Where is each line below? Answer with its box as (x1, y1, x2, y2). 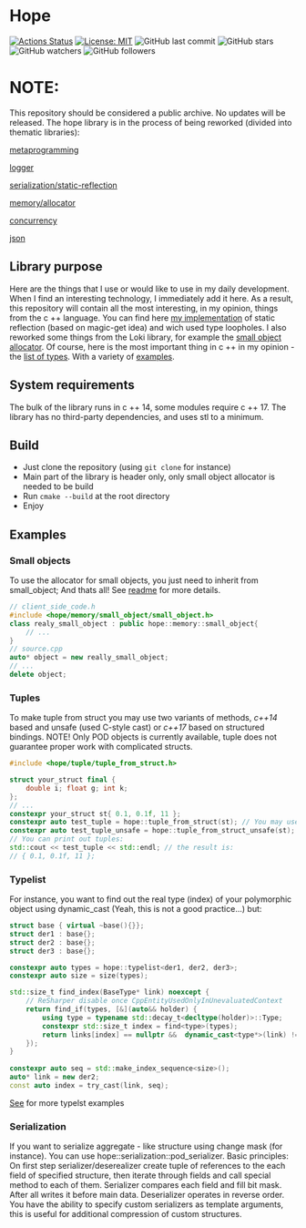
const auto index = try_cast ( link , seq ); (9, 1080, 169, 1090)
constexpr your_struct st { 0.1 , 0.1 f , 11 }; (9, 809, 181, 818)
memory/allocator (9, 197, 76, 208)
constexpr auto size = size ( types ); (9, 971, 148, 980)
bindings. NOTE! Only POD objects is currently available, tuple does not (9, 732, 278, 742)
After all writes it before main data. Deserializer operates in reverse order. (9, 1190, 285, 1201)
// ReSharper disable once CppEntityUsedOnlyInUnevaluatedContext (25, 997, 283, 1006)
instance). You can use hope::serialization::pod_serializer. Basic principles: (9, 1151, 289, 1161)
